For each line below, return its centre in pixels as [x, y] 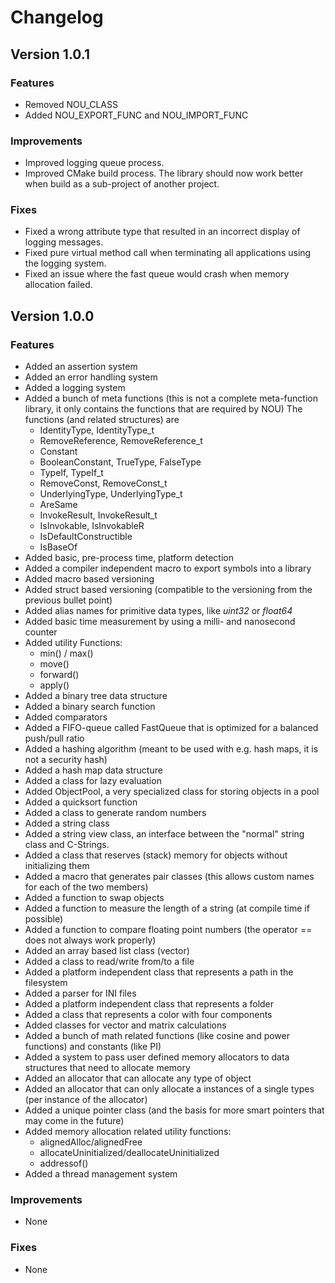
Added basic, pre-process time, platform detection [129, 558]
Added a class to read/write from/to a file [109, 962]
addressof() [64, 1163]
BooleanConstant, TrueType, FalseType [120, 462]
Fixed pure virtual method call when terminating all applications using [168, 253]
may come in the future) [74, 1121]
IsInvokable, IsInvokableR [92, 526]
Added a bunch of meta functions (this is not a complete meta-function [171, 398]
